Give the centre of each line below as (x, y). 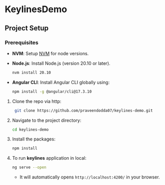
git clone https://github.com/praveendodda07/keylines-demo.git (84, 110)
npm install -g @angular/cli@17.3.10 (52, 91)
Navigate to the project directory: (47, 120)
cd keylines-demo (30, 129)
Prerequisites (22, 43)
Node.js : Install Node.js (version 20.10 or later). (61, 63)
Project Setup (27, 28)
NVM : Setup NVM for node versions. (50, 53)
